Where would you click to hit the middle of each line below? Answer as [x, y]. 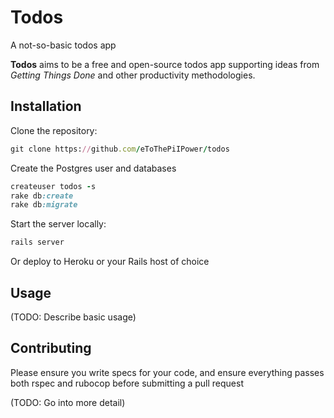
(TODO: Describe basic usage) [73, 317]
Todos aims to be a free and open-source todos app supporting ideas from [165, 64]
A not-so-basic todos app [63, 45]
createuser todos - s [53, 186]
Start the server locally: [58, 224]
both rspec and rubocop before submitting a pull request [127, 383]
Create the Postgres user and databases [93, 168]
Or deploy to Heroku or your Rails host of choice [110, 262]
